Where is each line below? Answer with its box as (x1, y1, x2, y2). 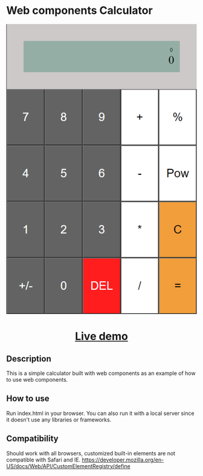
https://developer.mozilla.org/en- (82, 456, 164, 463)
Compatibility (6, 434, 59, 444)
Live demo (74, 330, 129, 344)
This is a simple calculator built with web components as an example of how (6, 370, 196, 377)
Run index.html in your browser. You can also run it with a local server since (6, 409, 195, 417)
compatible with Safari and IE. (6, 456, 81, 463)
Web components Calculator (6, 4, 153, 18)
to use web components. (6, 376, 68, 383)
